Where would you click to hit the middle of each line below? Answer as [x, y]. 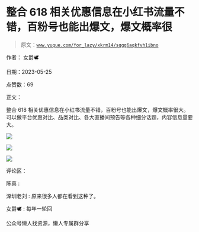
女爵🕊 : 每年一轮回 [29, 208]
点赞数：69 [20, 84]
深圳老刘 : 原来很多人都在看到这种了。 [52, 196]
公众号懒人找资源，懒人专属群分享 [48, 223]
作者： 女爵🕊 [23, 57]
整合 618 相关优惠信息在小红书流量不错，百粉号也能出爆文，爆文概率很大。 [97, 109]
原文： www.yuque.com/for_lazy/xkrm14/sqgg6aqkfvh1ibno [89, 45]
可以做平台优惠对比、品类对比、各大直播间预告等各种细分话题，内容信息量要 [99, 117]
